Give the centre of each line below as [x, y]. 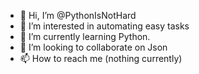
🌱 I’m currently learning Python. [85, 36]
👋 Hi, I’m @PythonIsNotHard [78, 15]
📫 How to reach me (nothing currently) [101, 58]
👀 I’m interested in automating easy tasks [104, 26]
